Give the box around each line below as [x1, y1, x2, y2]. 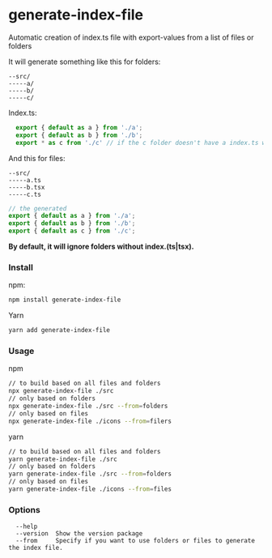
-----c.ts [8, 190, 42, 198]
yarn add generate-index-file [8, 326, 111, 334]
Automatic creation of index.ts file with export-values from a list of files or [8, 32, 254, 42]
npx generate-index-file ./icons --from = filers [8, 417, 172, 425]
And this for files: [8, 153, 66, 163]
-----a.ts [8, 176, 42, 184]
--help [15, 522, 38, 531]
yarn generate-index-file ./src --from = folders [8, 470, 172, 479]
